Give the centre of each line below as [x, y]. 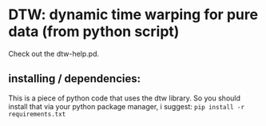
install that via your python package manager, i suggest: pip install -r [127, 106]
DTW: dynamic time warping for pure [133, 15]
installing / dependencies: [75, 79]
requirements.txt [37, 114]
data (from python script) [94, 31]
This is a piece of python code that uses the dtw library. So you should [125, 98]
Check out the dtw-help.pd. [54, 53]
